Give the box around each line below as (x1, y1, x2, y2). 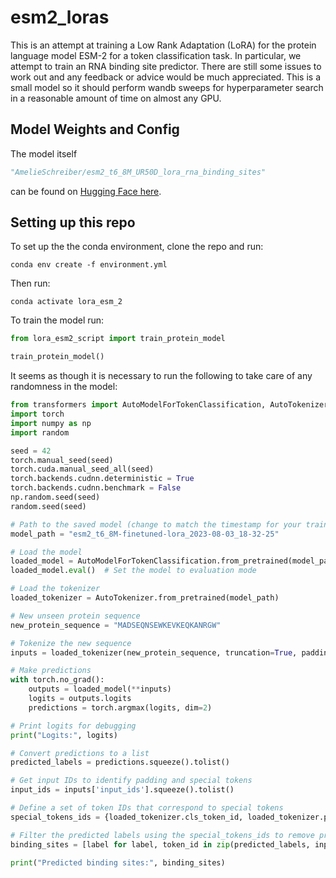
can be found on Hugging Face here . (10, 185, 162, 197)
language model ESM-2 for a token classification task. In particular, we (10, 49, 302, 61)
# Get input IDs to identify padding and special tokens (10, 776, 253, 786)
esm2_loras (10, 6, 110, 29)
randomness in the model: (10, 381, 118, 393)
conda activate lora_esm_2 (10, 297, 123, 307)
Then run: (10, 277, 51, 290)
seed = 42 (10, 446, 52, 456)
